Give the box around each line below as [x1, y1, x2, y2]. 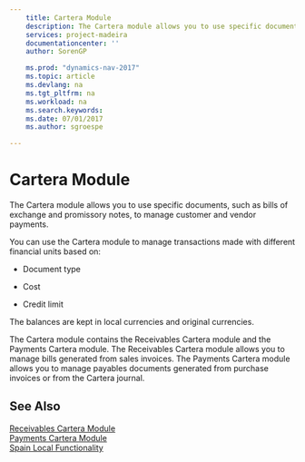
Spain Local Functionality [9, 442, 104, 453]
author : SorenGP [25, 47, 88, 56]
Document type [22, 264, 82, 275]
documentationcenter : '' [25, 38, 120, 48]
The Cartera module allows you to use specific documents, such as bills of [9, 200, 289, 211]
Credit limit [22, 299, 64, 310]
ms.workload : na [25, 97, 88, 106]
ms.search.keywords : [25, 105, 103, 114]
